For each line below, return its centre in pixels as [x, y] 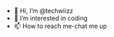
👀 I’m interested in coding [51, 18]
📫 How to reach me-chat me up [60, 26]
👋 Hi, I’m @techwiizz [43, 11]
